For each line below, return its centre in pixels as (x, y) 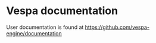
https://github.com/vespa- (117, 27)
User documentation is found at (45, 27)
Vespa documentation (62, 11)
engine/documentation (34, 33)
